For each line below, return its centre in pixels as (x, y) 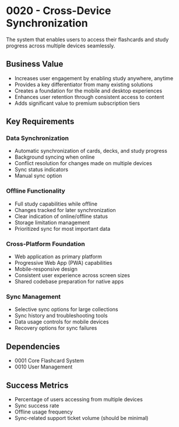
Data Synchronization (37, 138)
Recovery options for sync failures (56, 328)
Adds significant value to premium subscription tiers (77, 103)
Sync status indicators (41, 170)
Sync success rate (37, 405)
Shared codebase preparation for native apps (69, 282)
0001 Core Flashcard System (49, 361)
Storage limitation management (52, 222)
